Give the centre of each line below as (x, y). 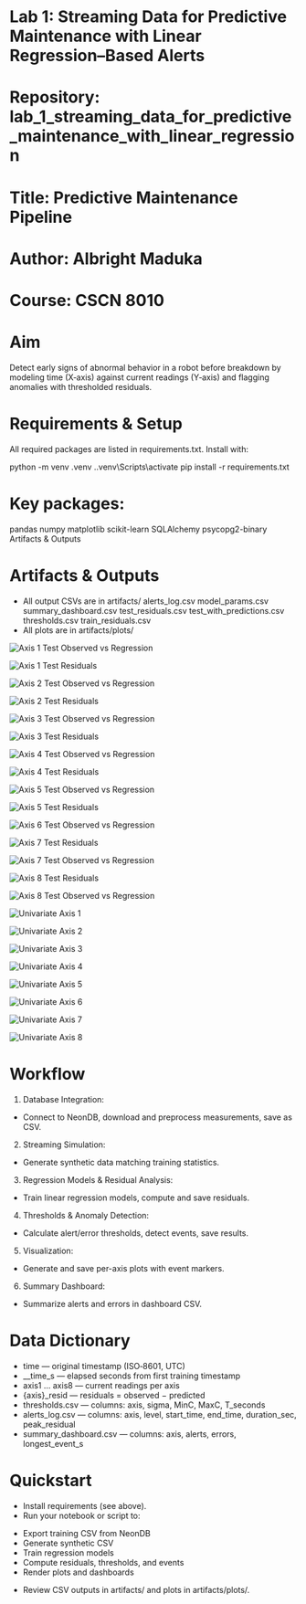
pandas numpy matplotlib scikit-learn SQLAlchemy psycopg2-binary (138, 529)
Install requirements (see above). (84, 1505)
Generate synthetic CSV (68, 1543)
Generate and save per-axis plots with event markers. (124, 1268)
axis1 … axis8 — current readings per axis (101, 1385)
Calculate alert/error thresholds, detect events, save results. (136, 1233)
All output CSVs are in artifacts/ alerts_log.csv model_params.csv (146, 601)
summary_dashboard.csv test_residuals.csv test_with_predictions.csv (153, 610)
